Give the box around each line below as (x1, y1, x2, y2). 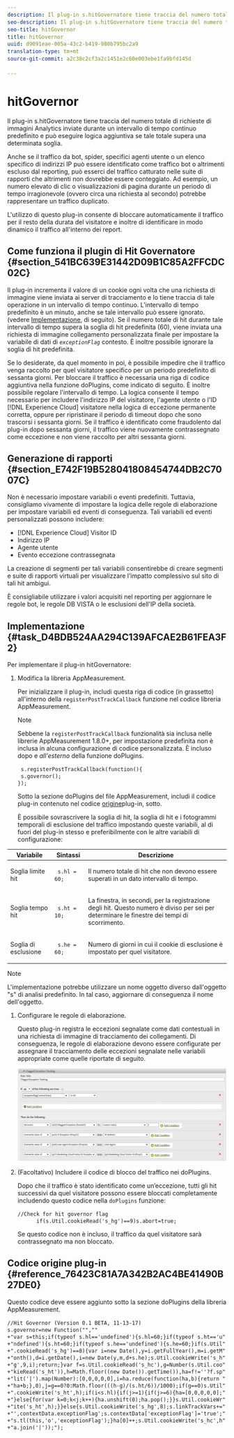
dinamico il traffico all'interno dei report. (7, 225, 123, 234)
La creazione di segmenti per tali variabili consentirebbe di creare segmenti (7, 565, 224, 573)
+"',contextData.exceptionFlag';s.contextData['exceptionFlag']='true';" (7, 1410, 226, 1417)
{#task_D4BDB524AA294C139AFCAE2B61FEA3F (7, 631, 226, 643)
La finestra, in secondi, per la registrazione (88, 896, 210, 905)
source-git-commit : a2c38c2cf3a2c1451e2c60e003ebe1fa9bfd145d (7, 56, 192, 63)
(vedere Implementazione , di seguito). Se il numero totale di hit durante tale (7, 315, 224, 323)
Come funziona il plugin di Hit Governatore (7, 245, 196, 257)
